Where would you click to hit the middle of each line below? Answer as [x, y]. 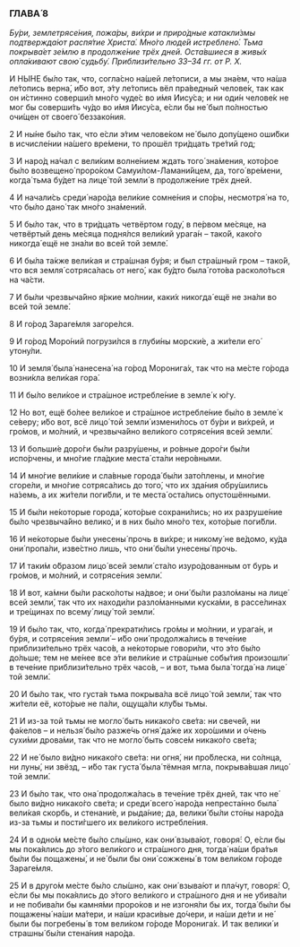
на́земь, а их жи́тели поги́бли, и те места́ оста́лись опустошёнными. [140, 495]
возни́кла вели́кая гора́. [55, 378]
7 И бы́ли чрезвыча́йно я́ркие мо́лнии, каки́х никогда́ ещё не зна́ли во [143, 297]
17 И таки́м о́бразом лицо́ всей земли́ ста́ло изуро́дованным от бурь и [144, 566]
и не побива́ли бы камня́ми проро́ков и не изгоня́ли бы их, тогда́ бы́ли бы [150, 905]
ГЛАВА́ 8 [29, 13]
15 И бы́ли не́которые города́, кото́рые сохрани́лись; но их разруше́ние [146, 512]
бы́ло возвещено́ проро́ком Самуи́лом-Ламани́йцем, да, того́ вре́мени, [146, 171]
